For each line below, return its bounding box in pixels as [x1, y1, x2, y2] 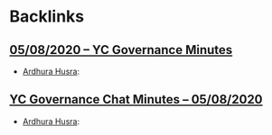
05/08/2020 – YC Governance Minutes [9, 42, 233, 58]
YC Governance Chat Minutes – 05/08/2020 [9, 92, 264, 107]
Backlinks [9, 6, 85, 27]
